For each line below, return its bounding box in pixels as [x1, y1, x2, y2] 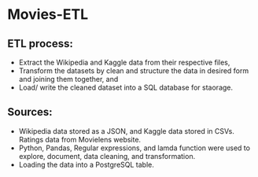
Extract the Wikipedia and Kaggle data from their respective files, [18, 57, 230, 67]
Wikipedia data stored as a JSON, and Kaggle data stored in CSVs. [18, 126, 235, 135]
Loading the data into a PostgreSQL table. [18, 160, 155, 169]
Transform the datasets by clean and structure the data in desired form [18, 66, 249, 76]
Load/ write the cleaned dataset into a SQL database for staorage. [18, 83, 234, 92]
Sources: [7, 105, 53, 119]
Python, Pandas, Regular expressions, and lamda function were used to [18, 143, 251, 153]
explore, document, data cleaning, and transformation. [18, 151, 196, 160]
